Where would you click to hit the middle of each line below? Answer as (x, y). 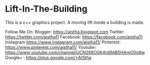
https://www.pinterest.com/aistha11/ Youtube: (51, 47)
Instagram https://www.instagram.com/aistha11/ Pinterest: (63, 42)
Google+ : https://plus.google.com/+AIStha (48, 57)
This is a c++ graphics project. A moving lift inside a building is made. (75, 22)
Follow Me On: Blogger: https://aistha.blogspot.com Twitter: (65, 32)
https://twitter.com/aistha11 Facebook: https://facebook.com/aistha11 (74, 37)
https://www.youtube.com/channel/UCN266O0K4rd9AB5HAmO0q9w (75, 52)
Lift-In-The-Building (46, 9)
